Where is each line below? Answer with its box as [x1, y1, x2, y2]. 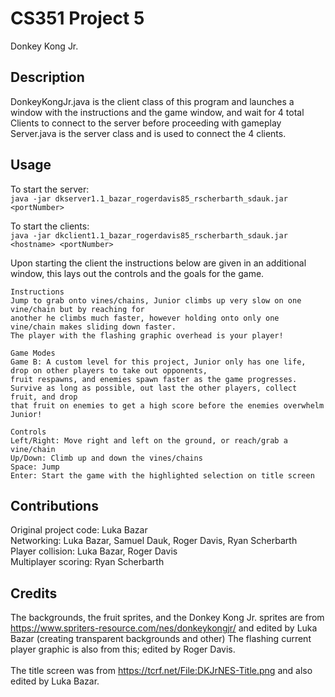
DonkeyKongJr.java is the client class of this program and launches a [10, 95, 295, 107]
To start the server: [10, 183, 90, 195]
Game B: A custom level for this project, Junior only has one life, [10, 357, 307, 367]
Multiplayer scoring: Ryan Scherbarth [10, 556, 165, 568]
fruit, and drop [10, 392, 78, 402]
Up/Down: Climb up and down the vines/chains [10, 453, 203, 463]
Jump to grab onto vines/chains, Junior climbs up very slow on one [10, 295, 302, 306]
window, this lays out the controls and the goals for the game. [10, 267, 265, 279]
